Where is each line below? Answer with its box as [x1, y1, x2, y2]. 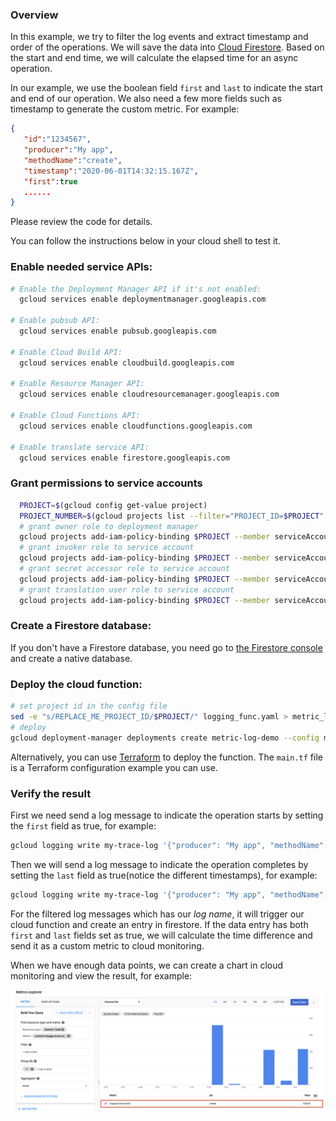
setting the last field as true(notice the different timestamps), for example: [10, 869, 318, 881]
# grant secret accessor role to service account [19, 564, 230, 574]
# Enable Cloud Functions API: [10, 411, 141, 421]
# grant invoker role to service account [19, 543, 195, 553]
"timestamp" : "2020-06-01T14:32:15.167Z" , [23, 166, 199, 176]
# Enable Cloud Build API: [10, 347, 123, 357]
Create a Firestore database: [10, 619, 152, 633]
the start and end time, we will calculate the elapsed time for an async [10, 52, 299, 64]
